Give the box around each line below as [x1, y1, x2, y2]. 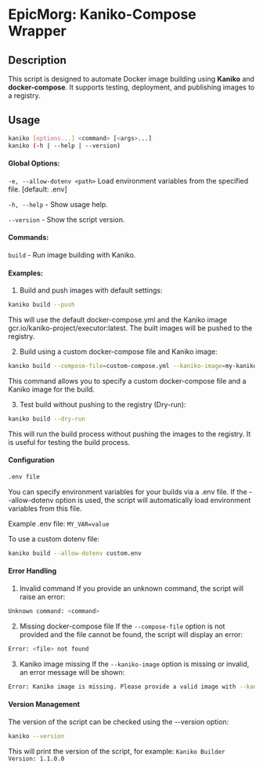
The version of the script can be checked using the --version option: [8, 716, 229, 727]
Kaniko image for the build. [8, 384, 95, 394]
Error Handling [8, 567, 57, 576]
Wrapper [8, 22, 67, 40]
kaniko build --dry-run [8, 414, 86, 423]
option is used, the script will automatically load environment [55, 495, 251, 505]
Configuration [8, 455, 55, 465]
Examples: [8, 268, 43, 278]
